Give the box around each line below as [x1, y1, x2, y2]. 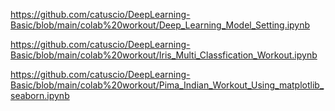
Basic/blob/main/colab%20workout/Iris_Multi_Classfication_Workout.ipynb [10, 49, 318, 61]
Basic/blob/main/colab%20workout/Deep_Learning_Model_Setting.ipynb [10, 19, 311, 31]
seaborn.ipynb [10, 90, 70, 101]
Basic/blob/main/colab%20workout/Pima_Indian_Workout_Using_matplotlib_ [10, 79, 325, 91]
